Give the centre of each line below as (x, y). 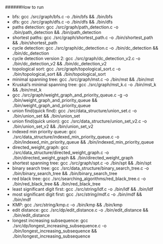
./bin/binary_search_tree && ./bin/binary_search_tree (65, 173)
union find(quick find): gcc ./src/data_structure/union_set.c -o (74, 111)
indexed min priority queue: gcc (44, 132)
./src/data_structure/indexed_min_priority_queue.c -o (66, 137)
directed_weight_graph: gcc (40, 147)
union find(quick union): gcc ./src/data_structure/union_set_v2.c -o (79, 121)
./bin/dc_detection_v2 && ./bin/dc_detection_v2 (59, 64)
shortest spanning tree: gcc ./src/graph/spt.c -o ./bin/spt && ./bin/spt (82, 163)
